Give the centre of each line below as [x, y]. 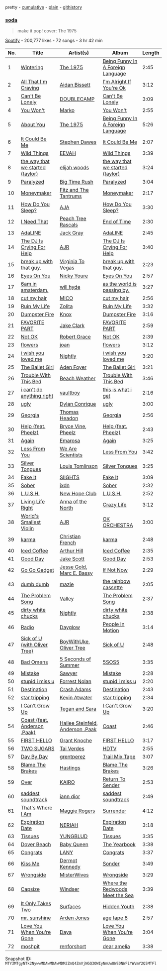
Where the [115, 883]
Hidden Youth [119, 907]
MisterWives [74, 875]
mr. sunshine [36, 918]
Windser [69, 889]
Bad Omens [34, 662]
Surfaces [70, 907]
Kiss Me [30, 864]
